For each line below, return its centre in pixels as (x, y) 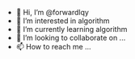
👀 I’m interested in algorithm (63, 21)
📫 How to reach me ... (53, 47)
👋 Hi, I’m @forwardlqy (52, 12)
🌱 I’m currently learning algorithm (72, 29)
